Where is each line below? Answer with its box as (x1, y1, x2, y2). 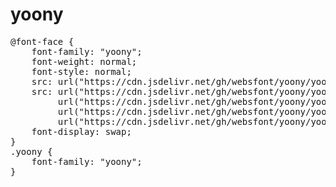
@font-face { (10, 36, 75, 47)
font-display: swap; (31, 126, 132, 137)
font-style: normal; (31, 66, 132, 77)
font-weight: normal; (31, 56, 138, 67)
